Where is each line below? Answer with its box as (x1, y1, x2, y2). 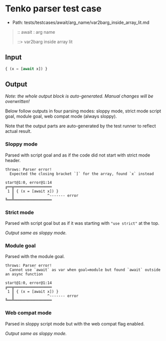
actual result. (5, 128, 32, 134)
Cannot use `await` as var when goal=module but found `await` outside (9, 267, 161, 272)
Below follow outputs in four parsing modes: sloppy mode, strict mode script (5, 108, 162, 114)
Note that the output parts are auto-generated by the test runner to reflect (5, 123, 156, 129)
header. (5, 157, 21, 163)
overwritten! (5, 98, 30, 104)
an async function (5, 272, 43, 277)
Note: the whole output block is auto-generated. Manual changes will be (5, 93, 154, 99)
